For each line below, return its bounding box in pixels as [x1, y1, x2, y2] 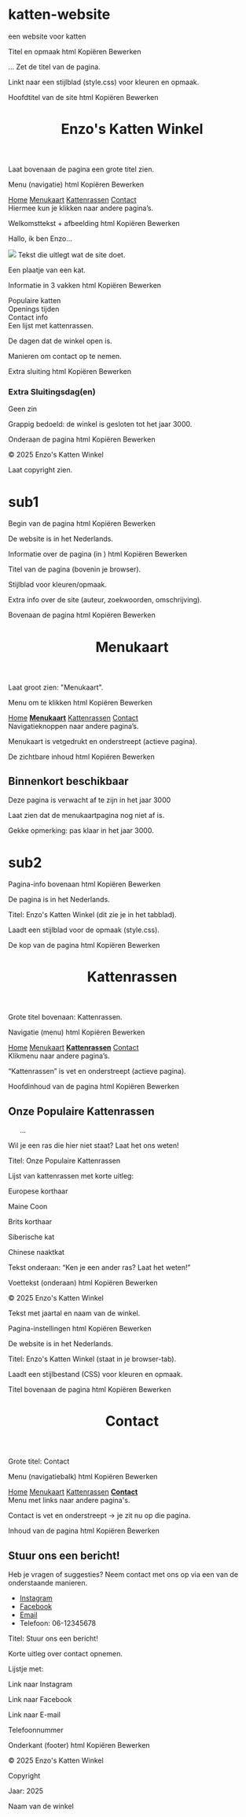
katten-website [8, 6, 111, 24]
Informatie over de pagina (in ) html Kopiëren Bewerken [8, 550, 187, 559]
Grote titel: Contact [8, 1456, 70, 1466]
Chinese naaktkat [8, 1248, 65, 1257]
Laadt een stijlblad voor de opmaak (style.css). [8, 925, 160, 934]
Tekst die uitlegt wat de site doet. [17, 250, 126, 260]
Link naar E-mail [8, 1710, 61, 1719]
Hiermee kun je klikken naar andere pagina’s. [8, 203, 154, 213]
